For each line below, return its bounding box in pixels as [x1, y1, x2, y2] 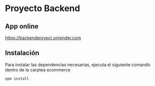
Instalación [5, 49, 40, 57]
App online [5, 22, 39, 30]
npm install [5, 76, 29, 81]
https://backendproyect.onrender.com [5, 35, 81, 41]
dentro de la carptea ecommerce [5, 67, 71, 72]
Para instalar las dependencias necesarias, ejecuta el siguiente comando [5, 61, 151, 68]
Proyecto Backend [5, 3, 80, 14]
